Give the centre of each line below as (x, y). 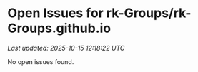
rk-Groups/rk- (149, 13)
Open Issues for (55, 13)
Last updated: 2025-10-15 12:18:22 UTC (66, 48)
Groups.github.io (59, 28)
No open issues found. (41, 61)
